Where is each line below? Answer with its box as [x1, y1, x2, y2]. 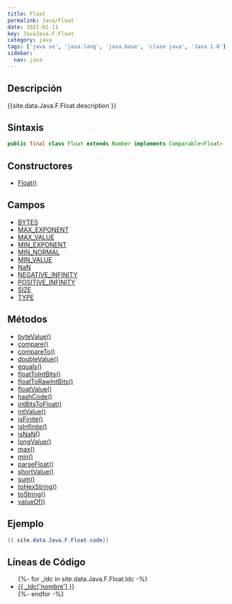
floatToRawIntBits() [17, 377, 74, 386]
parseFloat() [17, 460, 54, 468]
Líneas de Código [7, 556, 86, 568]
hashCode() [17, 392, 53, 401]
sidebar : [7, 50, 33, 57]
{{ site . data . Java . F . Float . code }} [7, 536, 110, 544]
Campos [7, 199, 45, 211]
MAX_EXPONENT [17, 225, 69, 234]
